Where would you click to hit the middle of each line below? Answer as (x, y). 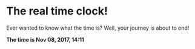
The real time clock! (57, 11)
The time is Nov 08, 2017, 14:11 (45, 39)
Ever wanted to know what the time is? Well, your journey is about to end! (98, 28)
